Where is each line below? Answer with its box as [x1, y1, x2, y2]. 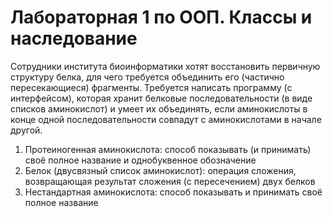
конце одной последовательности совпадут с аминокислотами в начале [10, 113, 322, 125]
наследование [10, 27, 138, 50]
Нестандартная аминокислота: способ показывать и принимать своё [24, 186, 323, 198]
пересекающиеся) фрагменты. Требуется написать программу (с [10, 81, 293, 93]
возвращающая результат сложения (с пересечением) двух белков [24, 175, 316, 187]
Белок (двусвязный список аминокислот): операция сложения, [24, 164, 297, 176]
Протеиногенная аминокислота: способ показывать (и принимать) [24, 143, 312, 155]
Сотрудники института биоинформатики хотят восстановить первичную [10, 60, 321, 72]
